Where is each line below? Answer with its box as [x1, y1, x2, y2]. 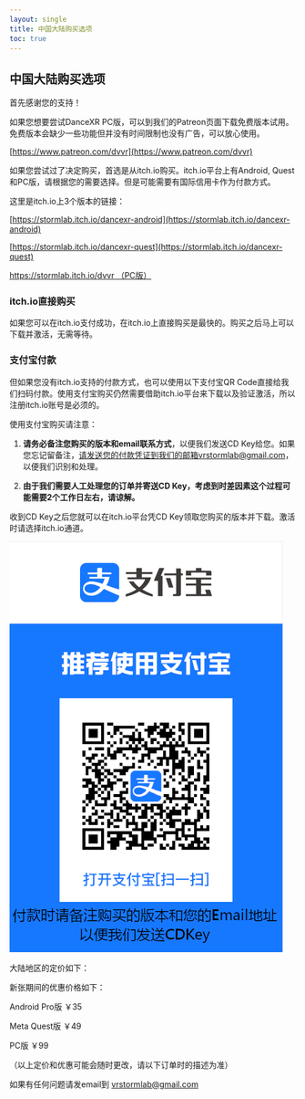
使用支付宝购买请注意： [9, 418, 97, 429]
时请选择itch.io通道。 [9, 522, 88, 533]
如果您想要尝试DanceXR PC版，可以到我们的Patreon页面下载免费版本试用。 [9, 117, 294, 128]
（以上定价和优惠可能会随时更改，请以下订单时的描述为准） [9, 1059, 233, 1070]
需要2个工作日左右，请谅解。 [30, 491, 140, 502]
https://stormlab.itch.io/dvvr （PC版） [9, 270, 152, 281]
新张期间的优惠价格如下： [9, 981, 106, 992]
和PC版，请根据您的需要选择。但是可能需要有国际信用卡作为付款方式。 [9, 176, 276, 187]
